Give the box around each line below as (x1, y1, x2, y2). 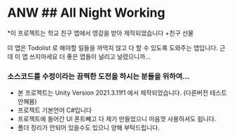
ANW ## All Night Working (7, 5, 166, 21)
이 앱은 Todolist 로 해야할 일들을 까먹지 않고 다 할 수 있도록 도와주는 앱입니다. (7, 43, 219, 52)
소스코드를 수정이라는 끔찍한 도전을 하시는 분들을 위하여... (7, 71, 190, 81)
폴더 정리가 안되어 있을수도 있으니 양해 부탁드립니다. (17, 123, 160, 132)
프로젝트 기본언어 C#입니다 (17, 106, 92, 114)
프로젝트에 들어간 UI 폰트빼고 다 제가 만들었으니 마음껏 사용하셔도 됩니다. (17, 115, 216, 123)
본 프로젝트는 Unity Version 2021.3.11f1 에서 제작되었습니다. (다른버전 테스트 (17, 89, 228, 97)
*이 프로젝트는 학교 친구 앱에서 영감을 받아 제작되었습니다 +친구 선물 (7, 29, 194, 37)
